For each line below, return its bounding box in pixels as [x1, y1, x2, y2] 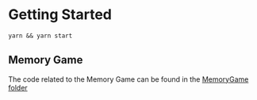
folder [8, 83, 28, 92]
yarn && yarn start [8, 32, 73, 40]
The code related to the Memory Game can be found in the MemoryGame [8, 74, 249, 84]
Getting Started [8, 6, 113, 24]
